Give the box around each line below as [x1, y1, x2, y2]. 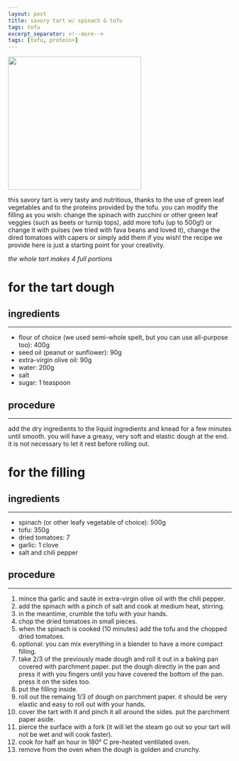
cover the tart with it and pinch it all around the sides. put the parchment [18, 707, 230, 716]
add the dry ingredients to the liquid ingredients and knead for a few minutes [8, 424, 232, 433]
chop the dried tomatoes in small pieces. [18, 617, 138, 625]
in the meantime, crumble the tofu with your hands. [18, 609, 169, 618]
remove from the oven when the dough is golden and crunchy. [18, 745, 201, 753]
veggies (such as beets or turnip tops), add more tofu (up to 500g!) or [8, 218, 212, 227]
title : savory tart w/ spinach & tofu [8, 17, 123, 24]
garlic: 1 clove [18, 540, 59, 549]
